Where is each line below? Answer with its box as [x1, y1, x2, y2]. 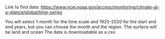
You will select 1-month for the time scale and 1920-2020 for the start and [5, 19, 157, 24]
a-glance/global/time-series [5, 9, 63, 15]
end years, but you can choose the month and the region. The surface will [5, 24, 157, 30]
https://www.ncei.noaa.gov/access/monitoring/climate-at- [40, 4, 160, 10]
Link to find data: [5, 4, 40, 10]
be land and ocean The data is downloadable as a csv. [5, 29, 117, 35]
